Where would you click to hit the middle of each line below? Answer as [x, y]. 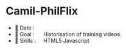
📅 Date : [24, 28]
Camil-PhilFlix [42, 11]
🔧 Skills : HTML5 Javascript [52, 40]
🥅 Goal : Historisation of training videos [67, 34]
